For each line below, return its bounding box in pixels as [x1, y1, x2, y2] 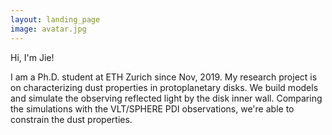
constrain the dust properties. [10, 113, 133, 125]
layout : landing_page [10, 14, 101, 25]
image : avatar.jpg [10, 24, 87, 34]
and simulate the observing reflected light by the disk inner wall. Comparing [10, 92, 323, 104]
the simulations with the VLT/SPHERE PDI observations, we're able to [10, 102, 295, 115]
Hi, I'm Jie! [10, 51, 55, 63]
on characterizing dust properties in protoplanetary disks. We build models [10, 81, 319, 93]
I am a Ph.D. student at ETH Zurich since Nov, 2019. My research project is [10, 71, 318, 83]
